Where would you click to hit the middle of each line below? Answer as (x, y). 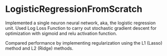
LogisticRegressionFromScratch (74, 9)
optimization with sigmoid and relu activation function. (61, 33)
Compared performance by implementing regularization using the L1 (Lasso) (84, 43)
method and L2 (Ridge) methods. (39, 48)
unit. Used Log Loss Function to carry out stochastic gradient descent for (81, 28)
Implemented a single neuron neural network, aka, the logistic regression (80, 23)
